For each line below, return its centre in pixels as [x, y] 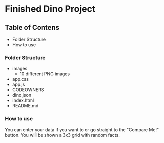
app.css [20, 79]
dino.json [22, 95]
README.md [25, 106]
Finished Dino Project [50, 9]
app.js [19, 85]
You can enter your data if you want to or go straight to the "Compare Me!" [82, 130]
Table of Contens [32, 28]
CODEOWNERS [28, 90]
